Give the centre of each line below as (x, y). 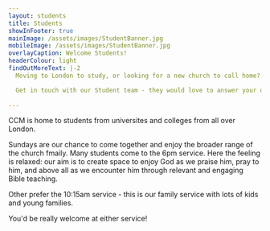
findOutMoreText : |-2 (45, 68)
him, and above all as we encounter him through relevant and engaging (126, 171)
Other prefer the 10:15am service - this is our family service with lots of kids (133, 195)
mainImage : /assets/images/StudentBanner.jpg (86, 38)
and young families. (41, 203)
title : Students (35, 23)
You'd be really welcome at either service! (78, 219)
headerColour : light (43, 61)
